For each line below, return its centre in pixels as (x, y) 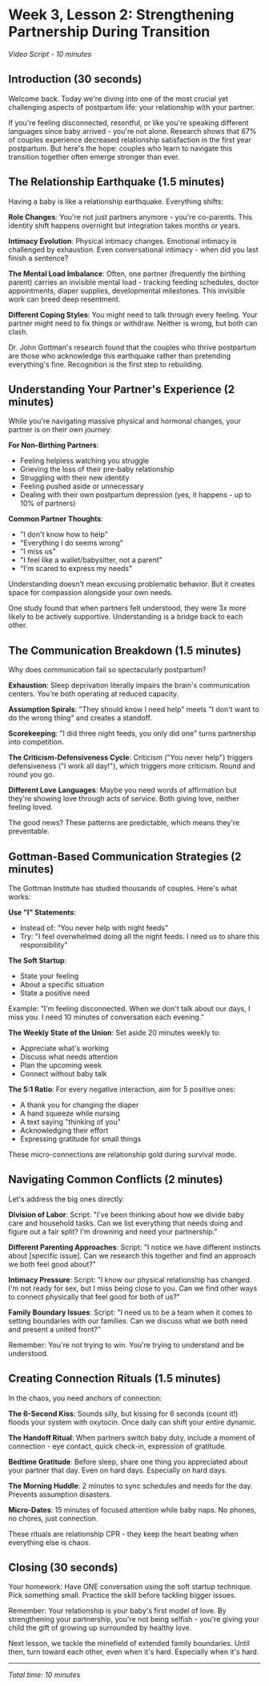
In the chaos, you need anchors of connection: (85, 1398)
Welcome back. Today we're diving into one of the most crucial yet (118, 99)
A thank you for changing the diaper (79, 1105)
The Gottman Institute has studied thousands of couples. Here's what (123, 888)
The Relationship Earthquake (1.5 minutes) (116, 182)
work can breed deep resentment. (64, 299)
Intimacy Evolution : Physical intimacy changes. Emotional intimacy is (122, 241)
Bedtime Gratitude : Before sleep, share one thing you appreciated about (128, 1461)
